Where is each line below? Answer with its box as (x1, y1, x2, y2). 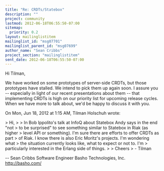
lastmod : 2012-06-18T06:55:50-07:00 (5, 21, 80, 26)
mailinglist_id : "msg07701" (5, 39, 63, 44)
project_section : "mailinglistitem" (5, 52, 80, 58)
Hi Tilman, (5, 70, 25, 76)
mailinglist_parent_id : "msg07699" (5, 43, 78, 48)
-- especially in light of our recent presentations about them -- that (5, 90, 140, 96)
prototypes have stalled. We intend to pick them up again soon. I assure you (5, 85, 158, 91)
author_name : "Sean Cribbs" (5, 48, 63, 53)
